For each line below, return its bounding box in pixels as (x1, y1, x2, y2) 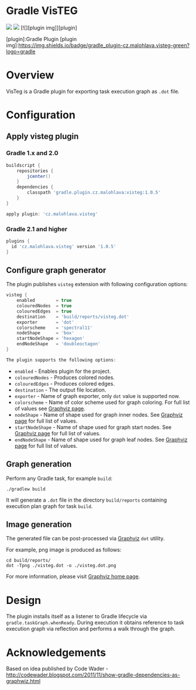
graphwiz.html (6, 678, 41, 685)
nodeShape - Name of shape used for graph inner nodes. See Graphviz (14, 411, 183, 418)
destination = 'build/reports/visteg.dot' (16, 314, 130, 320)
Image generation (6, 520, 72, 530)
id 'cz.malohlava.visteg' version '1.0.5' (11, 243, 116, 249)
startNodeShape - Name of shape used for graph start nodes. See (14, 423, 172, 431)
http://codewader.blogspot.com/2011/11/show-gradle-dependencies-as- (6, 671, 180, 678)
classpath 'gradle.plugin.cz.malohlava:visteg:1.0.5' (27, 190, 161, 195)
